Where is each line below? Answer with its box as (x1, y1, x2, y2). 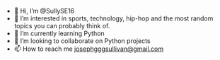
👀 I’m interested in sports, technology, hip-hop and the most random (13, 14, 214, 23)
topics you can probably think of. (13, 22, 110, 30)
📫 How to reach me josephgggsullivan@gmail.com (13, 44, 164, 53)
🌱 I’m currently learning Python (13, 29, 105, 37)
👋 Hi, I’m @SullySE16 (13, 7, 75, 15)
